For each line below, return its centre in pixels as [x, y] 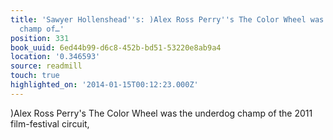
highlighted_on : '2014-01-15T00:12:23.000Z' [104, 85]
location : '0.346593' [55, 57]
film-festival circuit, [50, 123]
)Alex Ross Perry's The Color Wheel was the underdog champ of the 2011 [161, 113]
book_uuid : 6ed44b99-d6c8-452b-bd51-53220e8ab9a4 [116, 47]
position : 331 [40, 38]
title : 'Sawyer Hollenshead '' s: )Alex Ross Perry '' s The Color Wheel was [167, 19]
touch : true [35, 76]
